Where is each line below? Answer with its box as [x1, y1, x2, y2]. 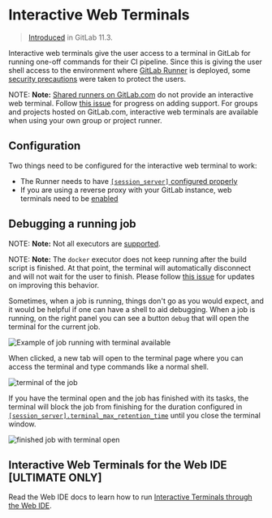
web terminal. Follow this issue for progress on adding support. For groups [8, 98, 258, 108]
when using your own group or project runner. [8, 115, 162, 125]
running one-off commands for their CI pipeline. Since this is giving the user [8, 57, 262, 66]
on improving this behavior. [8, 280, 100, 289]
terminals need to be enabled [19, 193, 119, 203]
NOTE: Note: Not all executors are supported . [8, 238, 161, 248]
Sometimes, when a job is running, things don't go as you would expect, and [8, 296, 264, 306]
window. [8, 419, 37, 429]
